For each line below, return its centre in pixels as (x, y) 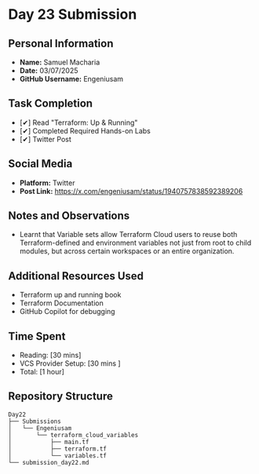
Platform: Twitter (47, 183)
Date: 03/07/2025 (49, 71)
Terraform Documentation (61, 303)
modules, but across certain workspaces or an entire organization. (127, 251)
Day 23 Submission (73, 15)
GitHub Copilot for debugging (67, 312)
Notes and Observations (69, 216)
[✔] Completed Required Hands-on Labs (85, 130)
